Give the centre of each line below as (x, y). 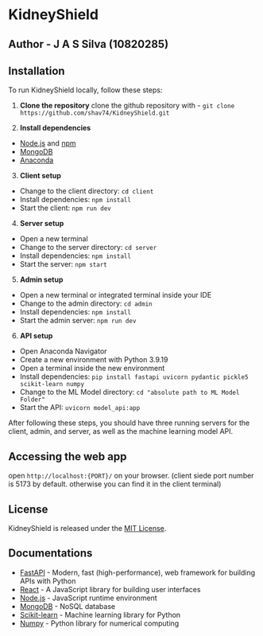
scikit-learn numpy (52, 384)
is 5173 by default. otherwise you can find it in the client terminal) (115, 484)
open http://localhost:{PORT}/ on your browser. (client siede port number (131, 476)
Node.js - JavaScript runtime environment (88, 598)
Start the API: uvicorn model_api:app (80, 408)
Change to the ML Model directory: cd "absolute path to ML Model (130, 392)
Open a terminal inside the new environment (92, 369)
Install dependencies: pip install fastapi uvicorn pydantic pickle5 (134, 377)
